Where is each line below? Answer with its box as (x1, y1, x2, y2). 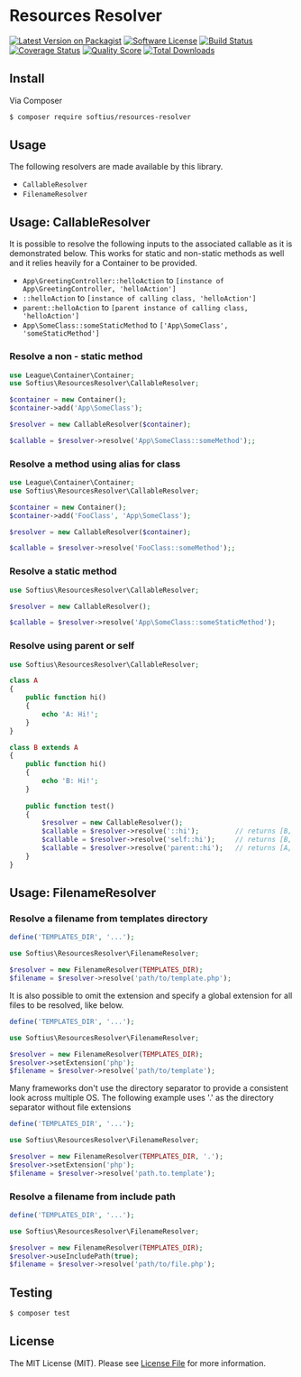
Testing (9, 1285, 53, 1300)
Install (9, 71, 45, 87)
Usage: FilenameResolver (9, 885, 157, 901)
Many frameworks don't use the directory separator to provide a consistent (9, 1083, 288, 1094)
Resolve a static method (9, 565, 117, 578)
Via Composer (9, 95, 63, 106)
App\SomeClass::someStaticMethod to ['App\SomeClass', (22, 319, 229, 330)
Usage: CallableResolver (9, 214, 150, 230)
